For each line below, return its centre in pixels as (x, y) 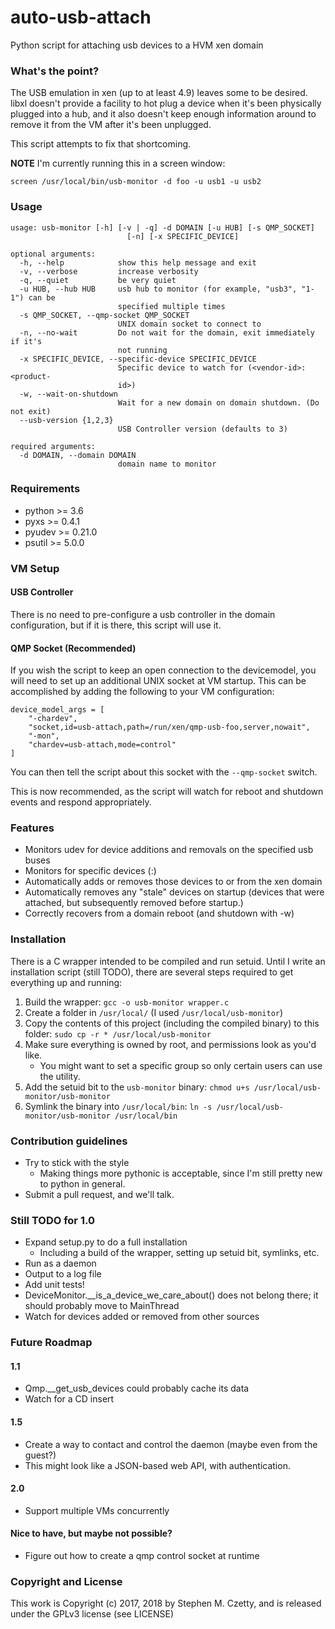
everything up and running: (66, 982)
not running (142, 350)
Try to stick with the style (77, 1163)
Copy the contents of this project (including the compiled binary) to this (172, 1023)
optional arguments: (53, 254)
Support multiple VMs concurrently (97, 1510)
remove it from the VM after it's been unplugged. (111, 125)
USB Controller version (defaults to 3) (202, 429)
